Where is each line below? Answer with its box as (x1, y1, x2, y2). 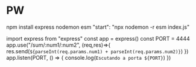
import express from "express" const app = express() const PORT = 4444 (6, 35, 190, 42)
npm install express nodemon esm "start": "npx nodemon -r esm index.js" (6, 23, 190, 31)
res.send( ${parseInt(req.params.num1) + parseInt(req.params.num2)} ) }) (6, 47, 189, 54)
